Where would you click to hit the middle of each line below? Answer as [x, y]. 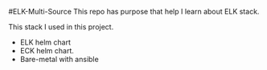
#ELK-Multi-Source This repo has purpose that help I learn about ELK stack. [134, 12]
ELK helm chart [45, 42]
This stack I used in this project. [61, 27]
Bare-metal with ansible [59, 59]
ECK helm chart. [47, 51]
